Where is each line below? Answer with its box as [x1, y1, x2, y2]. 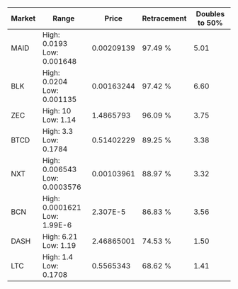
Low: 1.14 [42, 115, 76, 125]
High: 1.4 [42, 252, 73, 261]
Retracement [142, 13, 187, 23]
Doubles [195, 9, 225, 18]
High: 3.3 [42, 127, 73, 136]
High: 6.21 [42, 232, 78, 242]
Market [11, 13, 36, 23]
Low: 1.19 [42, 241, 76, 250]
